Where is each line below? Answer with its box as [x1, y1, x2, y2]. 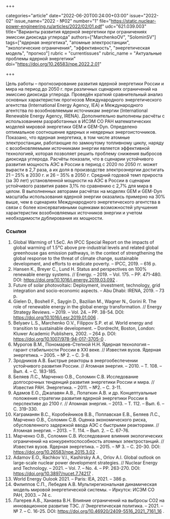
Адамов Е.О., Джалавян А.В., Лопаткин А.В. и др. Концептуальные [13, 390, 157, 396]
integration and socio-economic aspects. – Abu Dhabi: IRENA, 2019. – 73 [13, 288, 165, 294]
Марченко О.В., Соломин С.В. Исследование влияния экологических [13, 433, 163, 439]
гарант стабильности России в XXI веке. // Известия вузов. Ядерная [13, 347, 161, 353]
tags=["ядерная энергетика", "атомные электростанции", [6, 39, 130, 46]
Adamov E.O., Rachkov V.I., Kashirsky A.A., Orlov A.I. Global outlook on [13, 454, 161, 461]
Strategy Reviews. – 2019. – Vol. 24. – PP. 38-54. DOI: [13, 309, 124, 315]
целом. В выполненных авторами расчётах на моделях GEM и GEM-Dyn [6, 188, 162, 194]
